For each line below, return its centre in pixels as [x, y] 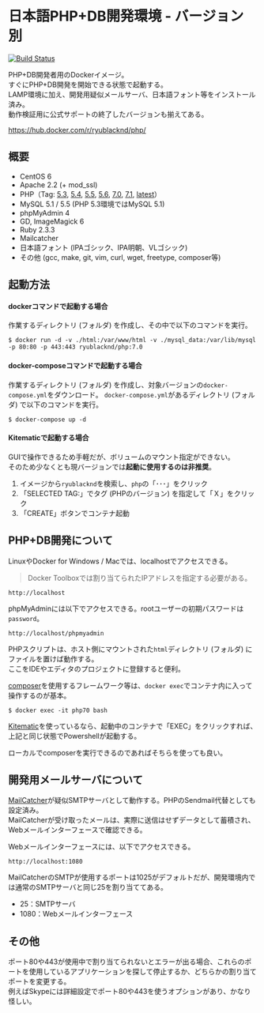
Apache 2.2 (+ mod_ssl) [58, 185]
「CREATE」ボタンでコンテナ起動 [75, 513]
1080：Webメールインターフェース [76, 914]
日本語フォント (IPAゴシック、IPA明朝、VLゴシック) [104, 247]
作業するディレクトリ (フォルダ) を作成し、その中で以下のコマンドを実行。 [130, 326]
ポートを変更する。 [40, 981]
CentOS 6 [36, 176]
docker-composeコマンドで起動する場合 [75, 365]
